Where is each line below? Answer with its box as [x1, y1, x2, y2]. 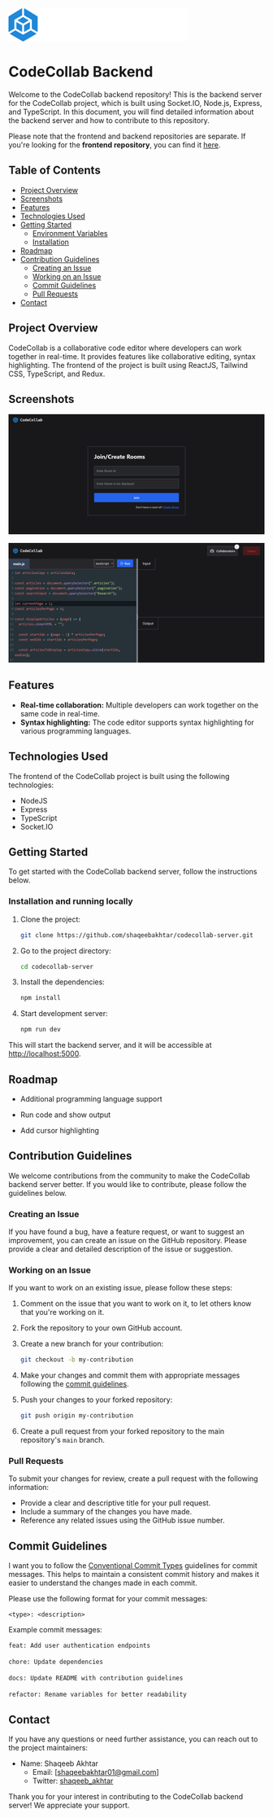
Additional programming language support [19, 1093, 162, 1103]
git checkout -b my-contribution [19, 1356, 134, 1364]
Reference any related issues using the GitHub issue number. [19, 1515, 225, 1526]
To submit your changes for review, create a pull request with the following [8, 1474, 258, 1483]
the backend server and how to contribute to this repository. [8, 115, 210, 125]
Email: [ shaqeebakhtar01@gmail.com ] [32, 1768, 160, 1777]
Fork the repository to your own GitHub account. [19, 1323, 183, 1333]
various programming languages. [19, 725, 132, 736]
